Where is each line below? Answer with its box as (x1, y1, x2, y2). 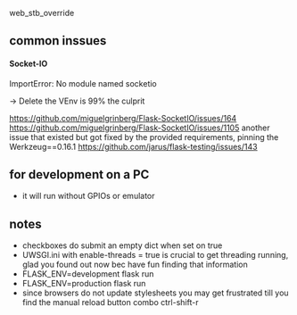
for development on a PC (9, 167, 150, 182)
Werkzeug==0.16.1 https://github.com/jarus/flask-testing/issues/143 (9, 141, 258, 152)
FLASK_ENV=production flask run (21, 278, 146, 289)
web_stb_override (9, 8, 75, 18)
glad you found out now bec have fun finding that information (21, 259, 248, 270)
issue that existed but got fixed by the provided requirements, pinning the (9, 131, 279, 142)
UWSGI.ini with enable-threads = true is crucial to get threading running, (21, 250, 289, 261)
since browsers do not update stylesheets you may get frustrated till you (21, 287, 289, 298)
